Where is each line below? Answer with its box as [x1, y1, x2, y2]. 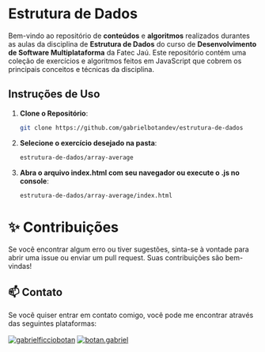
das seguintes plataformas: [8, 319, 97, 328]
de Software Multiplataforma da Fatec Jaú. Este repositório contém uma [8, 47, 247, 57]
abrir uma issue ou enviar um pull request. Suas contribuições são [8, 253, 224, 263]
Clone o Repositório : [19, 108, 89, 118]
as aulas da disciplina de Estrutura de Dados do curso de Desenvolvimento [8, 39, 257, 48]
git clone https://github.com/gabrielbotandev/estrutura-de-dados [19, 123, 244, 131]
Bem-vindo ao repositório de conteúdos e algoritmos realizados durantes [8, 31, 251, 40]
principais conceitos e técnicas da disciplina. [8, 64, 155, 74]
